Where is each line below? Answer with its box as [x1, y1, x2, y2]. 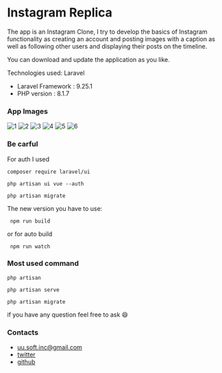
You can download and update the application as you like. [7, 55, 170, 63]
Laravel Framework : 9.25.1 [16, 82, 92, 90]
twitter [16, 350, 36, 359]
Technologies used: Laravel [7, 69, 85, 77]
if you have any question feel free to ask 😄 [7, 310, 129, 319]
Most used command [7, 259, 79, 269]
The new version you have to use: [7, 204, 103, 212]
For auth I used [7, 155, 50, 163]
